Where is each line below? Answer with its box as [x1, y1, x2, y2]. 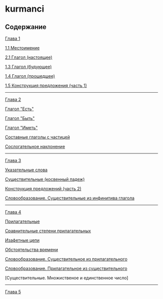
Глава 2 [5, 97, 21, 102]
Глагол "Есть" [5, 106, 34, 112]
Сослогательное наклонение [5, 144, 65, 149]
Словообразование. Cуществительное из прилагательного [5, 256, 128, 262]
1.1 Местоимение [5, 45, 40, 50]
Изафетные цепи [5, 237, 40, 243]
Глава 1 [5, 35, 20, 41]
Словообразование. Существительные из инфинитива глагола [5, 195, 135, 201]
